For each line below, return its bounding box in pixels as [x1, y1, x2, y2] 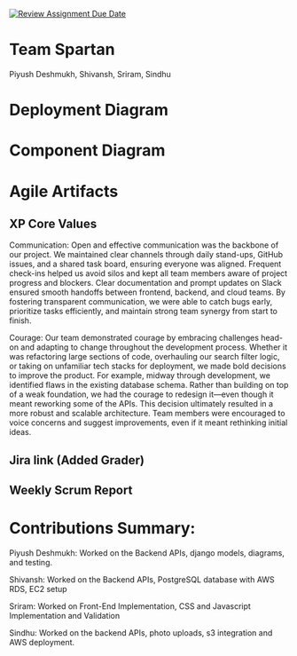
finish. [9, 315, 32, 326]
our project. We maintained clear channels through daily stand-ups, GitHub [9, 249, 284, 260]
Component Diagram [9, 140, 166, 161]
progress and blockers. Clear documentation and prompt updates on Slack [9, 278, 282, 288]
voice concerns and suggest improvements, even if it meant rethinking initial [9, 417, 288, 428]
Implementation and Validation [9, 611, 121, 621]
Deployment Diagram [9, 100, 168, 120]
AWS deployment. [9, 637, 75, 648]
